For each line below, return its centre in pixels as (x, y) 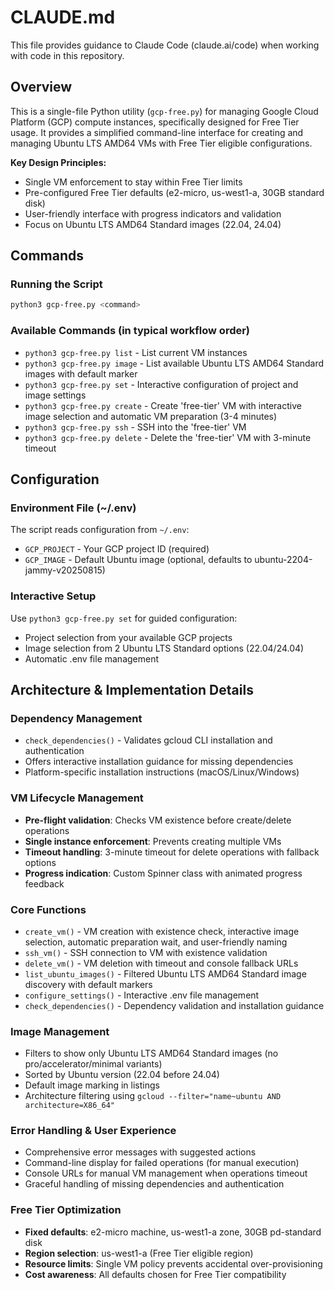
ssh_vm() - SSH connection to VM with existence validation (146, 952)
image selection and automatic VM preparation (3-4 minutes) (151, 416)
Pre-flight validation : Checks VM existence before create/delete (158, 820)
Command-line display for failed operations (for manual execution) (162, 1163)
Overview (41, 87)
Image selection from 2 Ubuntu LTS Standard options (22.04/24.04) (164, 648)
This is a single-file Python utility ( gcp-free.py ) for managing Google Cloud (164, 111)
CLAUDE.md (63, 17)
